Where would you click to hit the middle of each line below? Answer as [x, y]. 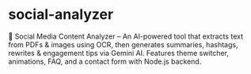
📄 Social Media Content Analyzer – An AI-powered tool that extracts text [126, 36]
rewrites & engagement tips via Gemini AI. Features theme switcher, [119, 53]
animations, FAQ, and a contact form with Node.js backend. [105, 61]
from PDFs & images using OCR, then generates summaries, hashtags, [123, 44]
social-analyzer [61, 15]
